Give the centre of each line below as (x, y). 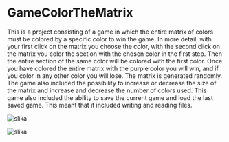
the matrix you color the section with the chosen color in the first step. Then (115, 54)
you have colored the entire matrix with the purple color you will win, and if (113, 68)
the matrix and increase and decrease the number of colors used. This (107, 90)
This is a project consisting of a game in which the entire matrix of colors (110, 32)
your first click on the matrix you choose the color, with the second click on (113, 46)
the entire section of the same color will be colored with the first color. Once (115, 61)
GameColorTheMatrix (70, 13)
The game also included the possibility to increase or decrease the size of (112, 83)
